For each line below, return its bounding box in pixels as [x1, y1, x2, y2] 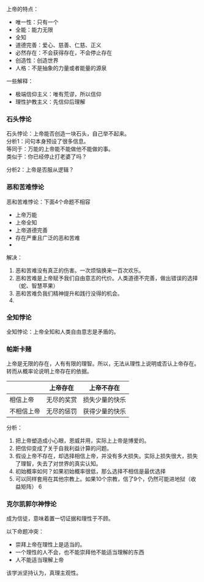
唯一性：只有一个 [15, 18, 59, 26]
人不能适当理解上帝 [15, 556, 64, 564]
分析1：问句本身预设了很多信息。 [6, 137, 89, 145]
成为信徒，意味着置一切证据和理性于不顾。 [6, 515, 114, 523]
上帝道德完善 [15, 226, 48, 234]
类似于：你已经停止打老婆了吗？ [6, 153, 87, 161]
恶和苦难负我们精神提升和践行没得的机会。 [15, 289, 123, 297]
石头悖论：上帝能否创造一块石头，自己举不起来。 [6, 130, 130, 137]
